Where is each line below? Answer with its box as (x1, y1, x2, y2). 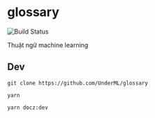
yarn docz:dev (7, 104, 49, 111)
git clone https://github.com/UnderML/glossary (7, 80, 149, 87)
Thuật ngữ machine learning (7, 40, 89, 49)
